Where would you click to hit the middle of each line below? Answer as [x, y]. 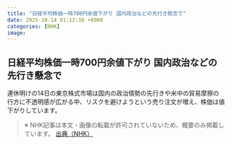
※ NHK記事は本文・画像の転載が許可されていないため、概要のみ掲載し [124, 125]
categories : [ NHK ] [33, 26]
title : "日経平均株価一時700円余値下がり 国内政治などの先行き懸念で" [97, 13]
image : [17, 33]
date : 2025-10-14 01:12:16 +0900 [55, 20]
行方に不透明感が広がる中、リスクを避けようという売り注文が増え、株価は [113, 102]
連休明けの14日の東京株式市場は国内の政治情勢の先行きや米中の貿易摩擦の [113, 93]
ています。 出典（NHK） [58, 134]
